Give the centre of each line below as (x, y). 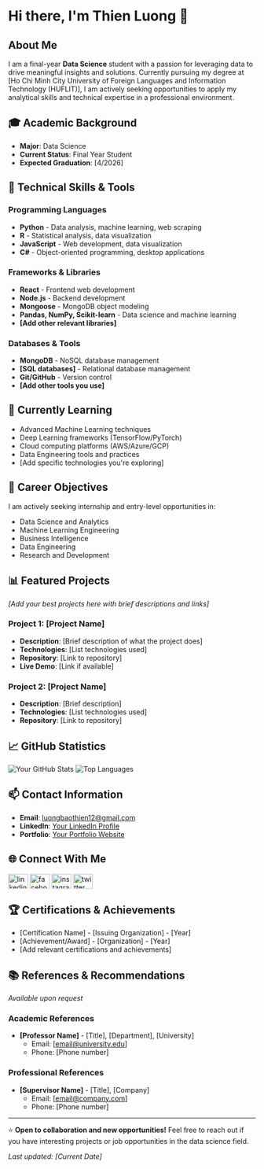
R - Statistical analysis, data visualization (85, 235)
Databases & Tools (44, 343)
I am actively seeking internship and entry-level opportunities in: (112, 506)
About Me (33, 45)
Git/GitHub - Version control (66, 378)
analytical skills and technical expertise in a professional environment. (121, 97)
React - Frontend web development (77, 289)
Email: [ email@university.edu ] (79, 1044)
